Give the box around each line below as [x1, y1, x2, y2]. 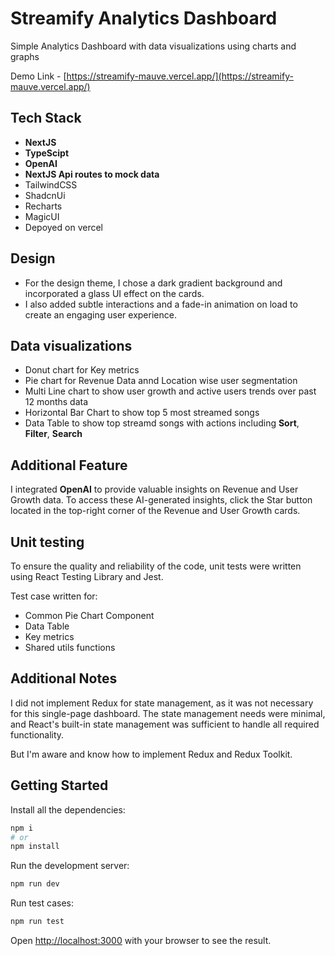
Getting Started [10, 777, 109, 794]
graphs [10, 50, 40, 62]
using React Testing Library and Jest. [10, 571, 164, 582]
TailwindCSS [24, 178, 78, 191]
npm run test [10, 917, 65, 927]
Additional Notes [10, 670, 118, 687]
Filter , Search [24, 428, 83, 440]
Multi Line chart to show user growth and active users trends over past [24, 385, 317, 397]
